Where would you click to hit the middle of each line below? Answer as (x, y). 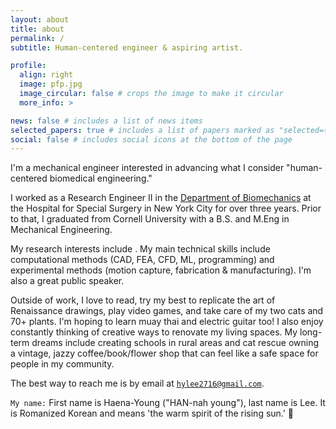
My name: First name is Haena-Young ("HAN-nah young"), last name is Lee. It (168, 403)
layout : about (40, 19)
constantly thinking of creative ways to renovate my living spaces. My (154, 332)
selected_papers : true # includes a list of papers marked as (142, 130)
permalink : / (37, 38)
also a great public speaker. (67, 281)
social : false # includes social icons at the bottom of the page (151, 139)
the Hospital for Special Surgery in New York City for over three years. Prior (166, 208)
